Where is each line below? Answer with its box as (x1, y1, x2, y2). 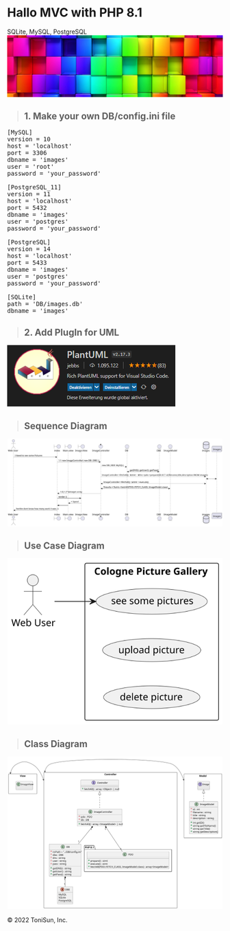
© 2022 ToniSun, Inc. (7, 916, 68, 924)
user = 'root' (7, 163, 55, 171)
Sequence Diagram (23, 420, 107, 432)
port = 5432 (7, 204, 47, 212)
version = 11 (7, 190, 51, 198)
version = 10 (7, 135, 51, 143)
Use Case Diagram (23, 540, 105, 551)
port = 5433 (7, 259, 47, 267)
